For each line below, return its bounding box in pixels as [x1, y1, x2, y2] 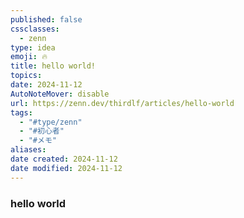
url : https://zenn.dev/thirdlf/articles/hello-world [10, 98, 235, 108]
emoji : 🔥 [10, 52, 48, 62]
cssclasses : [10, 24, 60, 34]
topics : [10, 71, 43, 81]
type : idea [10, 42, 56, 53]
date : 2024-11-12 [10, 80, 83, 90]
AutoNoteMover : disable [10, 89, 110, 99]
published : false [10, 14, 83, 25]
